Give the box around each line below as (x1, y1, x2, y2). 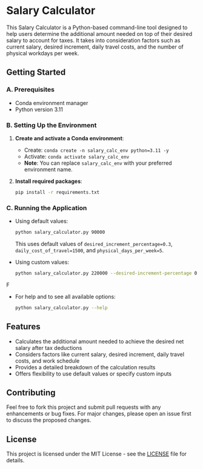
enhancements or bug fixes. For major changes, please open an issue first (6, 410, 192, 417)
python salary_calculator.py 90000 (15, 229, 105, 236)
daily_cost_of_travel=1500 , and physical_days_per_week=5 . (15, 247, 164, 254)
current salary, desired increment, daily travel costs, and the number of (6, 43, 184, 50)
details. (6, 457, 25, 464)
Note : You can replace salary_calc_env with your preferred (24, 159, 172, 166)
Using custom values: (15, 258, 70, 265)
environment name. (24, 165, 73, 173)
